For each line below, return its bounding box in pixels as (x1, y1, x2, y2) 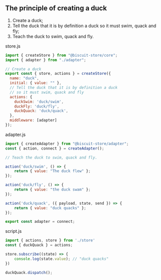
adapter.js (5, 131, 26, 137)
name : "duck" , (10, 76, 39, 81)
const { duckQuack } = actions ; (5, 243, 73, 248)
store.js (5, 43, 21, 49)
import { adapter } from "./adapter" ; (5, 57, 86, 62)
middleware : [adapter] (10, 118, 57, 123)
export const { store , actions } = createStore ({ (5, 71, 111, 76)
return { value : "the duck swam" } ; (14, 187, 91, 192)
